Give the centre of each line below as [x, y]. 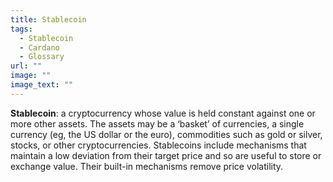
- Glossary [42, 57]
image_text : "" [42, 85]
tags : [21, 29]
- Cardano [39, 47]
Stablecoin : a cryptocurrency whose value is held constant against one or [163, 113]
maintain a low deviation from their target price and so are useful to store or [166, 155]
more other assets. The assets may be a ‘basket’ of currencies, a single [157, 123]
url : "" [26, 66]
